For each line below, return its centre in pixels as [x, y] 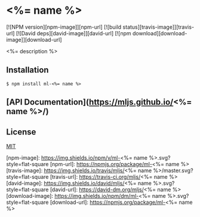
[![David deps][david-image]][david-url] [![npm [73, 33]
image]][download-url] [34, 39]
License [21, 132]
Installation [27, 70]
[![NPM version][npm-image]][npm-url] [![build [64, 27]
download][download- [160, 33]
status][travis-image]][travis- [159, 27]
